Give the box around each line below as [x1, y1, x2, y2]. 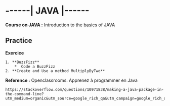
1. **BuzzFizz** [5, 60, 39, 65]
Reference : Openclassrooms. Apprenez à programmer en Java [5, 77, 138, 83]
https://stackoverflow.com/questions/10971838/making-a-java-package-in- [5, 87, 164, 92]
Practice [5, 36, 32, 45]
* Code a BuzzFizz [14, 64, 56, 69]
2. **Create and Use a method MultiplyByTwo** [5, 68, 105, 73]
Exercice [5, 49, 24, 56]
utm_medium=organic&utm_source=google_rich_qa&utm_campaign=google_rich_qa [5, 96, 168, 101]
